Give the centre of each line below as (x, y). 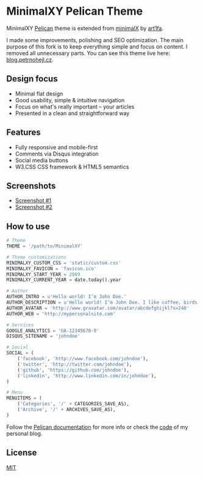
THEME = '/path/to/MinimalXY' (45, 246)
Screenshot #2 (34, 207)
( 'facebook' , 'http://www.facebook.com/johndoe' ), (83, 359)
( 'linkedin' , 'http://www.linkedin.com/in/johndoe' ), (87, 376)
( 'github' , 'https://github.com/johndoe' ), (73, 370)
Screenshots (31, 186)
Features (23, 133)
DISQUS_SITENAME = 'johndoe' (43, 336)
